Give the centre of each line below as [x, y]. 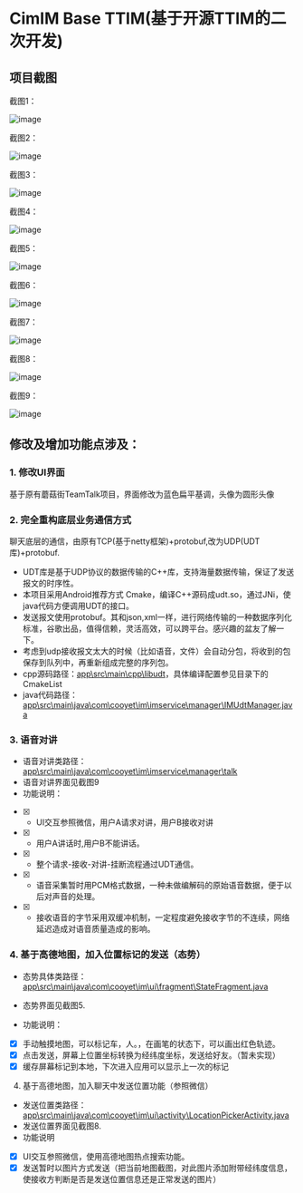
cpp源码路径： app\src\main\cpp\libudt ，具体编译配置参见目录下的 [145, 674]
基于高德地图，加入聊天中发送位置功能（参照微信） [118, 1085]
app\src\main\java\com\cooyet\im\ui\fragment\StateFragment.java [145, 986]
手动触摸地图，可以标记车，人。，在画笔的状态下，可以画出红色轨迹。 [151, 1043]
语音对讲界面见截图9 [61, 782]
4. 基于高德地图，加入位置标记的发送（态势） [108, 955]
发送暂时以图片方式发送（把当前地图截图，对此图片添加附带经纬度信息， [157, 1168]
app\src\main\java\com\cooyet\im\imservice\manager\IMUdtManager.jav [157, 704]
